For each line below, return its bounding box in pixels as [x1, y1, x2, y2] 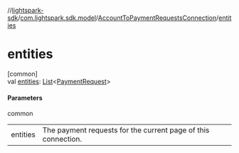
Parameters [7, 93, 43, 102]
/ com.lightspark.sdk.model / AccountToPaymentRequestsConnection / [17, 14, 219, 22]
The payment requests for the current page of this [42, 125, 210, 135]
